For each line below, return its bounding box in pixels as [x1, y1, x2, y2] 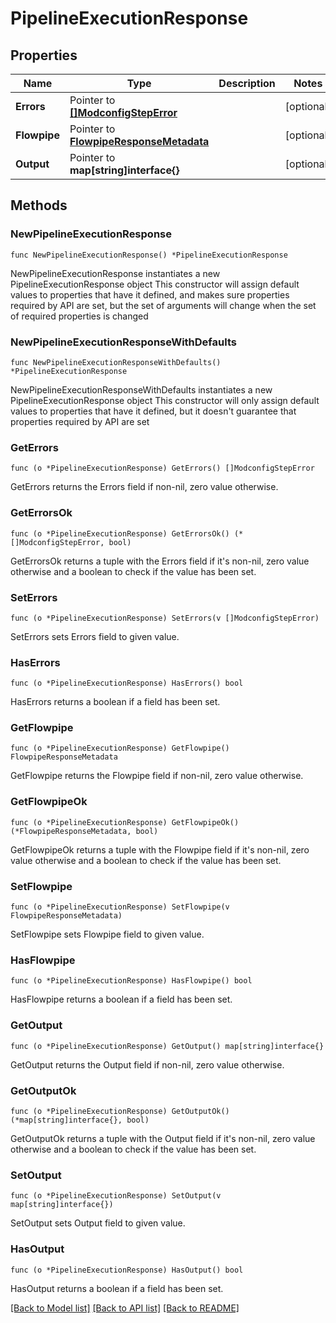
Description [218, 77, 276, 90]
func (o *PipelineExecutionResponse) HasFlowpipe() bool [10, 976, 253, 986]
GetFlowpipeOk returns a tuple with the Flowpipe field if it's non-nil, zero [10, 843, 310, 856]
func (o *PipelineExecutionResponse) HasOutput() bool [10, 1265, 244, 1275]
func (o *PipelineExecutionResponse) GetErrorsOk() [10, 528, 230, 539]
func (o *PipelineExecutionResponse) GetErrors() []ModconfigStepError [10, 463, 315, 474]
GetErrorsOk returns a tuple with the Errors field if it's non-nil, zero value [10, 555, 310, 567]
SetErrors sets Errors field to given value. [10, 630, 180, 642]
